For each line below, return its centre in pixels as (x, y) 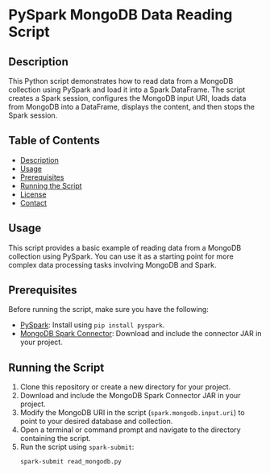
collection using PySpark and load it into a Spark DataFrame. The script (127, 89)
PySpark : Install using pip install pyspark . (92, 325)
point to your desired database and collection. (96, 422)
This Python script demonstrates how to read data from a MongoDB (121, 81)
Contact (33, 202)
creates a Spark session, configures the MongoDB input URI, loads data (127, 98)
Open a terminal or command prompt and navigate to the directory (130, 430)
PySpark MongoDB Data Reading (120, 15)
